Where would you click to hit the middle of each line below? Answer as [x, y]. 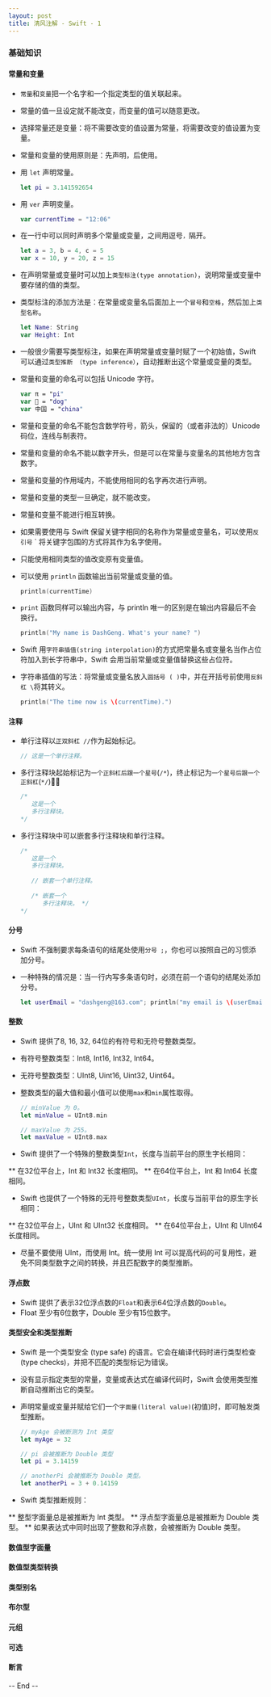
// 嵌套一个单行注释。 [64, 881]
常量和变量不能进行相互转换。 [69, 515]
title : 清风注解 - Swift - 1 [55, 23]
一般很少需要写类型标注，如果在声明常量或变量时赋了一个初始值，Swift [138, 351]
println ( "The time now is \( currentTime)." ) [96, 702]
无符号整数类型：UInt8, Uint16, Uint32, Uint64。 [99, 1075]
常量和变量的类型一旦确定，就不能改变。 [87, 497]
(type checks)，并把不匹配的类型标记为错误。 [96, 1362]
